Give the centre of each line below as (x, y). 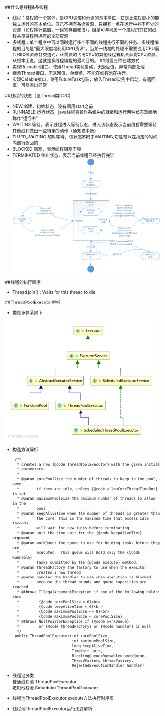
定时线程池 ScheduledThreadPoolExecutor (55, 688)
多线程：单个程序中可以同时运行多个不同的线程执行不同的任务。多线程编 (85, 42)
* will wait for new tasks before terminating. (74, 528)
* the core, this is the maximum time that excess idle (83, 519)
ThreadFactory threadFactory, (103, 661)
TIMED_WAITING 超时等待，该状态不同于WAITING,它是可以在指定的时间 (85, 137)
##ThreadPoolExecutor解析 (33, 302)
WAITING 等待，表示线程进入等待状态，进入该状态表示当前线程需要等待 (84, 124)
